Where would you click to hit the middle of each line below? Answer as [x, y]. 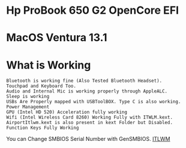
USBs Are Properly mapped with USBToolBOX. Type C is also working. [94, 102]
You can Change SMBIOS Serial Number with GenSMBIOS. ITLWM [88, 139]
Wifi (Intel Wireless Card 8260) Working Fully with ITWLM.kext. [89, 118]
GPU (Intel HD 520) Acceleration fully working [67, 112]
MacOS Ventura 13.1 [57, 38]
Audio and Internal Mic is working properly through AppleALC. [87, 91]
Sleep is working [28, 97]
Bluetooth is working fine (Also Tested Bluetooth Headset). [84, 81]
